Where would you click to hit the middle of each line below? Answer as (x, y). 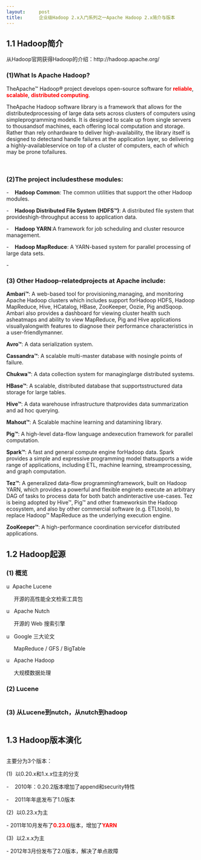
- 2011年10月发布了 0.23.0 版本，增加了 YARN (62, 825)
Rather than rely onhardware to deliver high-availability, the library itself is (98, 132)
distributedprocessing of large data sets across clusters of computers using (101, 113)
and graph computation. (36, 471)
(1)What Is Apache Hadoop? (48, 75)
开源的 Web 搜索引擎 (39, 623)
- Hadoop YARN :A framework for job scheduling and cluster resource (95, 228)
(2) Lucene (23, 689)
